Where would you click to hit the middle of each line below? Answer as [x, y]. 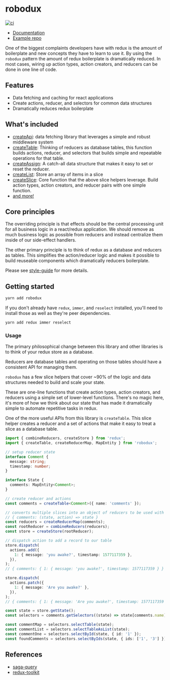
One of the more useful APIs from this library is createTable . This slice [78, 418]
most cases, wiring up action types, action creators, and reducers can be [81, 64]
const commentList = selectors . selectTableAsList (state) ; [68, 629]
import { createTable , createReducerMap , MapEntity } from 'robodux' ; [81, 443]
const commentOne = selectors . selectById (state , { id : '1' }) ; [73, 634]
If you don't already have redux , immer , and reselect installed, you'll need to [84, 308]
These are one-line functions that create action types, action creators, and [83, 392]
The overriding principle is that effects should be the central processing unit [84, 224]
